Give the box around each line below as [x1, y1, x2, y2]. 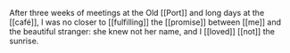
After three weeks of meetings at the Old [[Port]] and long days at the [9, 8, 265, 18]
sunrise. [9, 35, 39, 46]
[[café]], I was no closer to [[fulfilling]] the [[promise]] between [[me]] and [9, 17, 282, 27]
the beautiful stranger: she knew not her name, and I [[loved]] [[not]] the [9, 26, 275, 36]
